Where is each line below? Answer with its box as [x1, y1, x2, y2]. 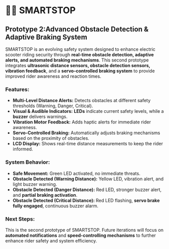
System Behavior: [5, 159, 50, 166]
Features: [5, 86, 29, 93]
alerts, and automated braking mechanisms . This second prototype [5, 57, 149, 63]
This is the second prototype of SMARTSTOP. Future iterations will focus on [5, 227, 164, 233]
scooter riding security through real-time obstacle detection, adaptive [5, 52, 154, 57]
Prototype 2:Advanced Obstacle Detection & [5, 25, 149, 34]
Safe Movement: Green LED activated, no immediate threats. [12, 170, 141, 176]
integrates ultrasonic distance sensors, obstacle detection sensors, [5, 63, 151, 68]
